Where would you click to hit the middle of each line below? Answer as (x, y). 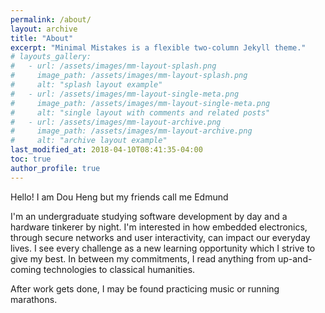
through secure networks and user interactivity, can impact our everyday (160, 237)
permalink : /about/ (51, 19)
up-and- (295, 258)
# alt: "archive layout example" (89, 141)
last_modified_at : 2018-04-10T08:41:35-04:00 (106, 150)
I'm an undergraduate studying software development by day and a (149, 216)
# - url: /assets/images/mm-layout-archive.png (116, 122)
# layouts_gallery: (51, 57)
